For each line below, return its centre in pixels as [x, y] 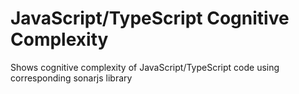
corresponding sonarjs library [71, 78]
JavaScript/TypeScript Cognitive [150, 18]
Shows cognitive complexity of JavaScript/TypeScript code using [145, 67]
